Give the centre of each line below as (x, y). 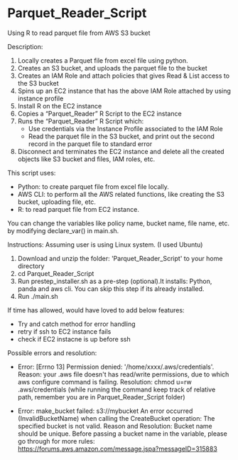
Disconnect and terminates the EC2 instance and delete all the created (121, 151)
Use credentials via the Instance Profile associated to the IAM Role (125, 128)
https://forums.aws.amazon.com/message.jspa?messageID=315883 (118, 449)
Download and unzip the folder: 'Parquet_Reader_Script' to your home (120, 258)
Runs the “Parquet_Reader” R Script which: (81, 121)
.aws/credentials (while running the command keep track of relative (117, 389)
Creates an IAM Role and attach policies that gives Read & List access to (123, 76)
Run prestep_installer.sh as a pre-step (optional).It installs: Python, (115, 281)
